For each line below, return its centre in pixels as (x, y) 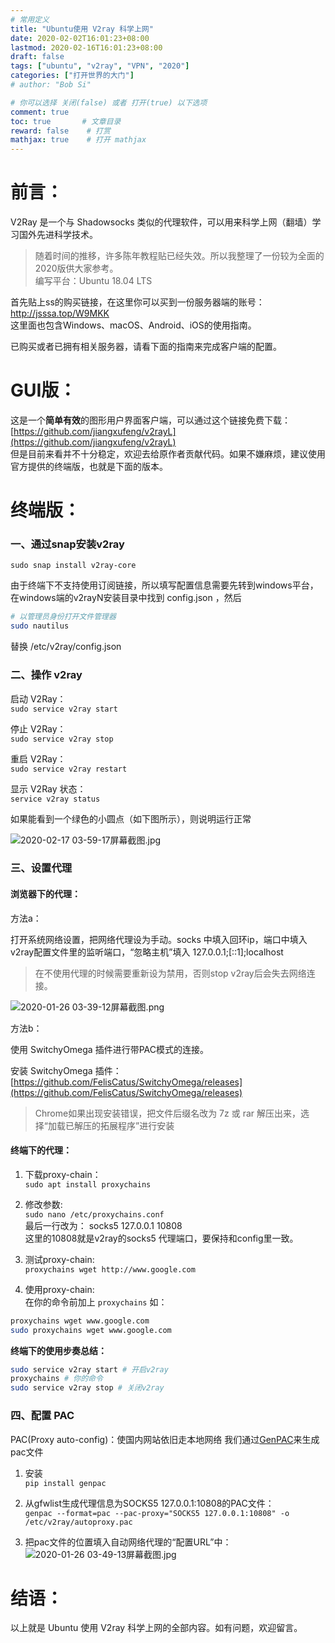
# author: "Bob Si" (51, 85)
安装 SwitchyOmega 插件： (66, 1070)
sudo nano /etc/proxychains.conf (94, 1214)
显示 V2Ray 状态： (48, 788)
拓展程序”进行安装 (137, 1125)
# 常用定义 (30, 19)
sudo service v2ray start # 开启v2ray (89, 1369)
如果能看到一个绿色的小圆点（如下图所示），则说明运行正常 (131, 818)
